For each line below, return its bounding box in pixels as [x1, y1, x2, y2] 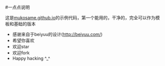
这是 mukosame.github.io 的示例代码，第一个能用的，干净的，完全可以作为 [5, 15, 156, 21]
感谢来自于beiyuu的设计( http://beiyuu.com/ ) [12, 32, 103, 37]
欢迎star [12, 44, 29, 49]
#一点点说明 [5, 4, 30, 10]
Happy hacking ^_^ [12, 56, 51, 61]
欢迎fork [12, 50, 30, 56]
